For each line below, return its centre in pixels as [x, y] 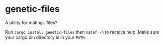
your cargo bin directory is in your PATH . [45, 37]
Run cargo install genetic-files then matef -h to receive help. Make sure [82, 32]
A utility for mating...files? [31, 22]
